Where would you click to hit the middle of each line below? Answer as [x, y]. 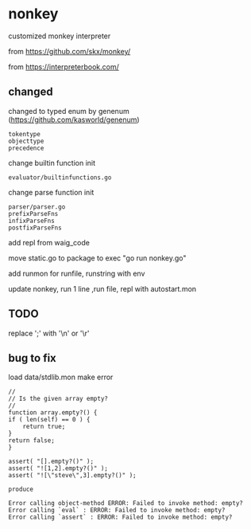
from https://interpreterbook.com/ [64, 67]
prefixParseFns [33, 214]
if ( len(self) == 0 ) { [49, 420]
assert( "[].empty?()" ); [51, 462]
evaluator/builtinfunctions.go [60, 177]
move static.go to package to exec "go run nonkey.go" [97, 258]
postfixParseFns [35, 228]
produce [21, 490]
